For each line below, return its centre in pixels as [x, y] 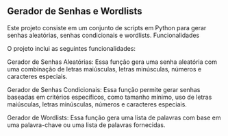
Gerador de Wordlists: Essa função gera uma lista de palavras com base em [114, 117]
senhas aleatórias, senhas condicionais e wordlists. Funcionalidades [103, 35]
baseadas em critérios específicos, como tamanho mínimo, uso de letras [110, 97]
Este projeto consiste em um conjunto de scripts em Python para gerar [107, 27]
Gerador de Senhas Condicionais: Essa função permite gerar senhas [104, 89]
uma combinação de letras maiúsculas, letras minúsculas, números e [104, 69]
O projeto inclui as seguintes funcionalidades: [71, 48]
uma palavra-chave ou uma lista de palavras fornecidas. [86, 125]
